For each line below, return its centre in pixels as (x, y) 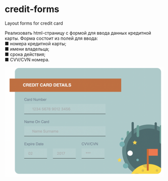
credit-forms (32, 9)
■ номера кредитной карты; (36, 43)
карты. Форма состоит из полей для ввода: (51, 38)
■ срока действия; (25, 54)
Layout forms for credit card (34, 23)
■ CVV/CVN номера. (27, 59)
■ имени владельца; (27, 49)
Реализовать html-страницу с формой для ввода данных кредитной (78, 33)
